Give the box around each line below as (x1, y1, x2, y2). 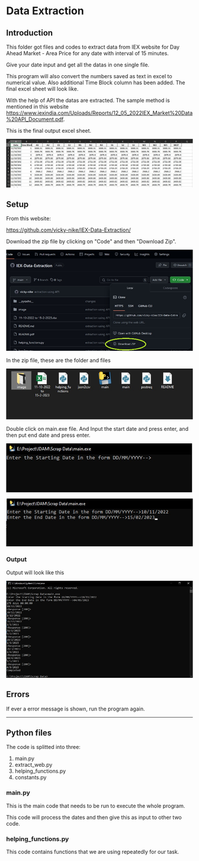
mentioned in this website (6, 103, 69, 110)
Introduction (6, 28, 53, 38)
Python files (6, 728, 52, 738)
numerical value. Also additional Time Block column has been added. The (6, 79, 185, 86)
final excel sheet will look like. (6, 85, 79, 92)
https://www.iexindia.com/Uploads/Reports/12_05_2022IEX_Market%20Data (6, 110, 193, 116)
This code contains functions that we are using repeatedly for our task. (6, 849, 179, 856)
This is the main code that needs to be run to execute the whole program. (6, 802, 185, 809)
